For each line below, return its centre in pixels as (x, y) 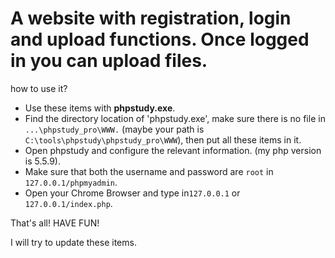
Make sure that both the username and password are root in (149, 171)
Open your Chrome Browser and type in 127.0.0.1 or (132, 193)
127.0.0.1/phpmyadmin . (71, 182)
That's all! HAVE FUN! (55, 223)
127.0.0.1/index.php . (68, 203)
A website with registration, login (151, 18)
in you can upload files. (109, 61)
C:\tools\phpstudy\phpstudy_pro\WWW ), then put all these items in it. (163, 139)
